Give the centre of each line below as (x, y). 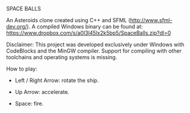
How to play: (22, 69)
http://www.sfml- (151, 20)
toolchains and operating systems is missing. (62, 57)
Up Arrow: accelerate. (42, 92)
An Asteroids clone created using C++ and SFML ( (68, 20)
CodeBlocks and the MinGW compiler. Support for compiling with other (94, 51)
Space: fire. (29, 103)
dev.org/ (16, 27)
